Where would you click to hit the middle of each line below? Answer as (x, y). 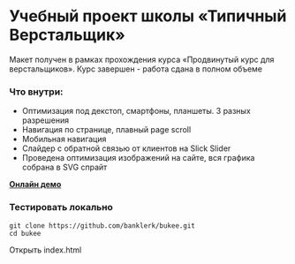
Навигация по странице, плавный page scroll (106, 130)
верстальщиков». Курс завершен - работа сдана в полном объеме (136, 69)
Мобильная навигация (64, 140)
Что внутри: (36, 92)
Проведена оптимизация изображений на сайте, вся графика (138, 158)
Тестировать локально (61, 207)
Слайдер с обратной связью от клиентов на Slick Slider (126, 148)
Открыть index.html (45, 250)
